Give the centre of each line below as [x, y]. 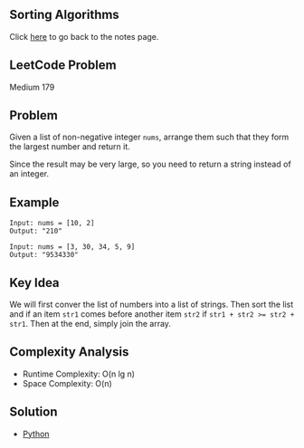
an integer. [29, 174]
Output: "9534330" [44, 255]
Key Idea [35, 283]
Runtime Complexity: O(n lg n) [79, 374]
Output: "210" [36, 231]
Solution [33, 412]
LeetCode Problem [63, 66]
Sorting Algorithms [64, 15]
